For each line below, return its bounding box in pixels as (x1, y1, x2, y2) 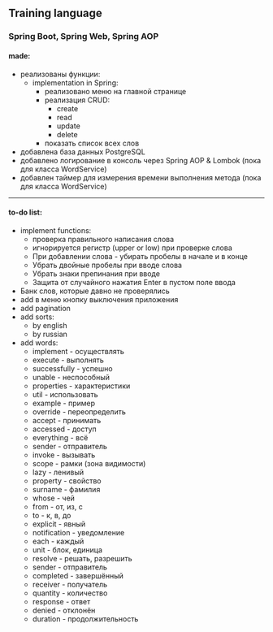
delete (56, 129, 79, 139)
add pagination (19, 303, 71, 313)
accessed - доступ (32, 424, 97, 434)
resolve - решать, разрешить (32, 553, 132, 563)
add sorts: (19, 312, 54, 322)
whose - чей (32, 493, 76, 503)
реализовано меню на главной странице (44, 86, 187, 96)
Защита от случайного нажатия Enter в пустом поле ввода (32, 277, 236, 287)
